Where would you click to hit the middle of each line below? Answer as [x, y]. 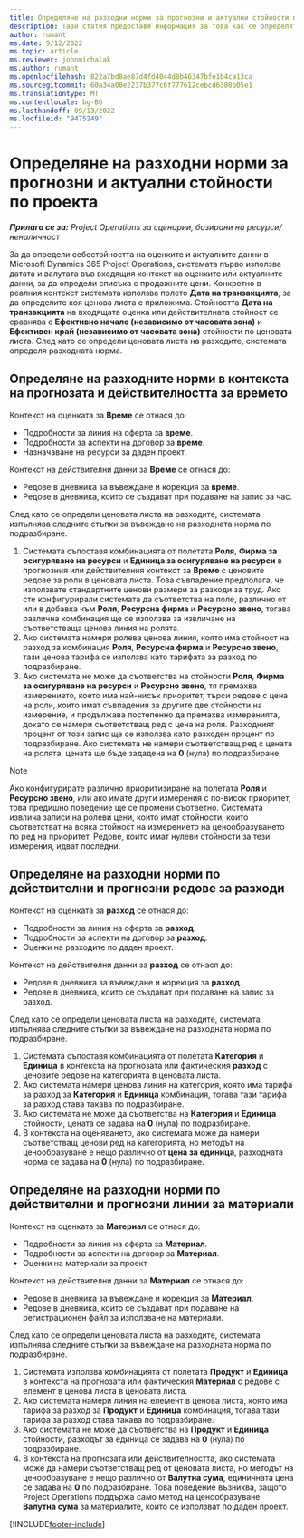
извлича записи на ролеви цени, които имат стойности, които [129, 817]
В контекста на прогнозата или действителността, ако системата [149, 1458]
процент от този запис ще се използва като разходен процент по [148, 734]
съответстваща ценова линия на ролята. [101, 628]
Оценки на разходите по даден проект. [98, 947]
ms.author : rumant [44, 69]
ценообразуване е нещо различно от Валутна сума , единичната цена [158, 1477]
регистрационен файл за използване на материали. [123, 1317]
